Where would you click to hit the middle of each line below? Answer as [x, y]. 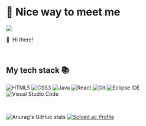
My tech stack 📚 [38, 70]
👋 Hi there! [20, 39]
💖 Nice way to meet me [63, 12]
